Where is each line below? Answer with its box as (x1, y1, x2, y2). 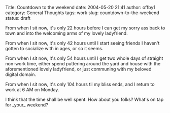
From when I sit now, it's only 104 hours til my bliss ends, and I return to (5, 81, 155, 87)
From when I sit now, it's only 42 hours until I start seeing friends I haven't (5, 40, 160, 46)
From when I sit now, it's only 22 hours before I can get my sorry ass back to (5, 25, 165, 31)
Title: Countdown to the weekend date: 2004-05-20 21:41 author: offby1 (5, 5, 156, 10)
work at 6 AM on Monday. (5, 87, 59, 93)
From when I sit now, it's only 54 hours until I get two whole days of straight (5, 55, 163, 61)
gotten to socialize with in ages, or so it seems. (5, 46, 104, 51)
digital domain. (5, 71, 37, 78)
